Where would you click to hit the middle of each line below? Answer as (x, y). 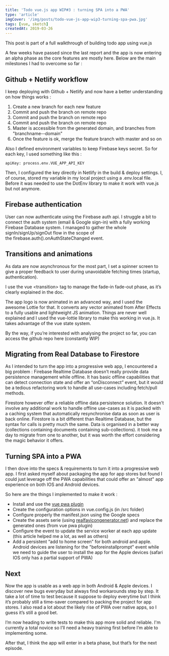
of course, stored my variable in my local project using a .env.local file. (79, 178)
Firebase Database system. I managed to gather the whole (66, 227)
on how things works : (28, 97)
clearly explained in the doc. (35, 292)
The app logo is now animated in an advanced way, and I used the (74, 302)
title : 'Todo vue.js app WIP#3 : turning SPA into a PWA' (67, 10)
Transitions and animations (49, 254)
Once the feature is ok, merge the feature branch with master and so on (87, 139)
